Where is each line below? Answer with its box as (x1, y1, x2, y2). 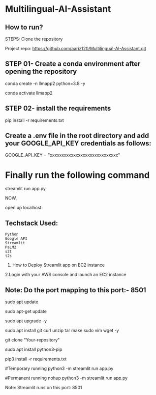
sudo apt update (5, 299, 38, 305)
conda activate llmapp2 (5, 90, 53, 96)
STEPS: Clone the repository (5, 36, 63, 42)
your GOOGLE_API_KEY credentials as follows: (5, 139, 152, 148)
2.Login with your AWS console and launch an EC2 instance (5, 272, 126, 278)
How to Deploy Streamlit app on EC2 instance (12, 262, 105, 268)
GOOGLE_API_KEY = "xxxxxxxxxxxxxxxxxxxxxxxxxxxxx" (5, 152, 121, 158)
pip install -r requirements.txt (5, 117, 64, 123)
